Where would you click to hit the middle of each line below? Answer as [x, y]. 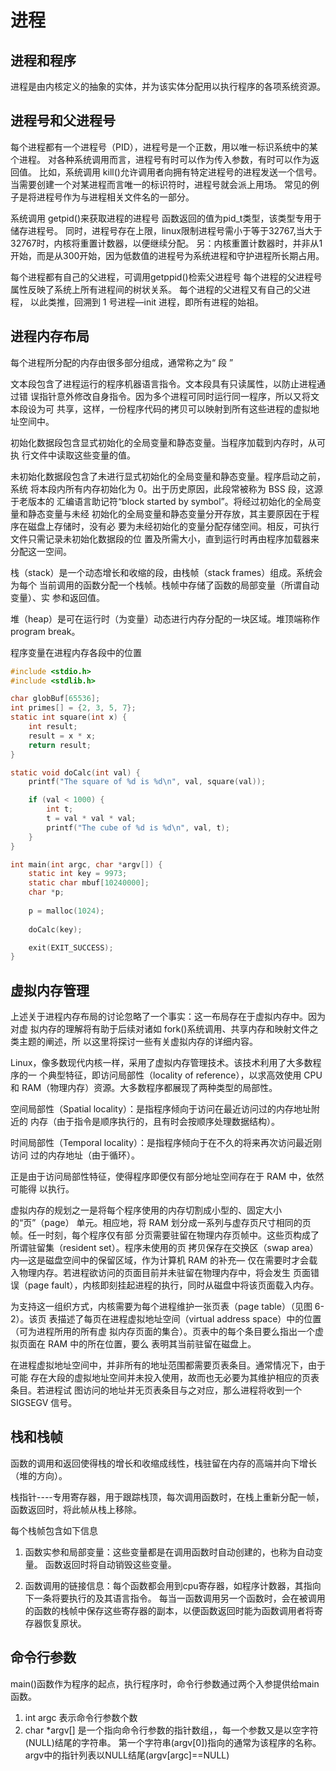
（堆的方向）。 [39, 1475]
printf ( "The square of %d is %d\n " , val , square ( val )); [147, 782]
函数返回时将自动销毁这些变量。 [110, 1564]
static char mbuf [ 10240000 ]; [89, 883]
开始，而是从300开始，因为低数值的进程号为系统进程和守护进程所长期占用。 [167, 255]
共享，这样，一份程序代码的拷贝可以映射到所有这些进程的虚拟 [183, 408]
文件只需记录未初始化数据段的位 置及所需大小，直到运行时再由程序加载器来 [165, 538]
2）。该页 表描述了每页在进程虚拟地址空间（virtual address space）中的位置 [166, 1319]
